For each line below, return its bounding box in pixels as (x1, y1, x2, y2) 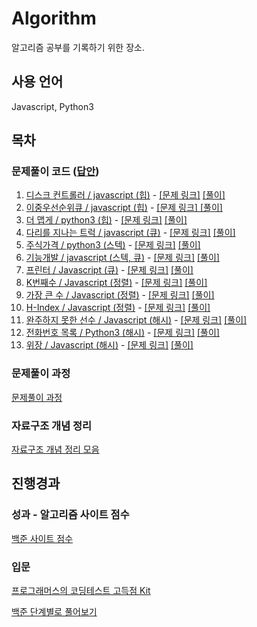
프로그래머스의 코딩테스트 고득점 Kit (11, 585, 151, 597)
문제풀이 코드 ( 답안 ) (11, 165, 100, 179)
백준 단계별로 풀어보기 (11, 606, 98, 618)
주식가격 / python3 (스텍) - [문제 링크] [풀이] (25, 239, 201, 251)
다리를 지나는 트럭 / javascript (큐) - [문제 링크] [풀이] (25, 227, 236, 239)
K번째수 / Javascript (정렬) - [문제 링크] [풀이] (25, 277, 208, 289)
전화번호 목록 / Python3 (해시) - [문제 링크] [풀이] (25, 327, 220, 339)
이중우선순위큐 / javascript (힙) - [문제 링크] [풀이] (25, 202, 223, 214)
